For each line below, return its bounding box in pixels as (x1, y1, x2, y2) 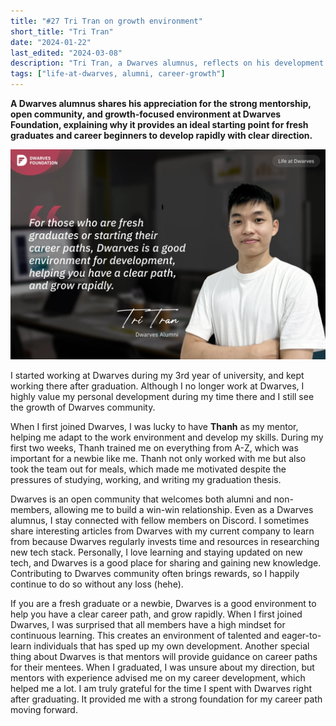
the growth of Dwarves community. (10, 401, 156, 413)
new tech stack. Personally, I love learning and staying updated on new (10, 546, 303, 558)
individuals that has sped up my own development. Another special (33, 640, 310, 652)
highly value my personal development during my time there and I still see (10, 390, 315, 402)
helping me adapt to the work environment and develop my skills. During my (10, 431, 324, 443)
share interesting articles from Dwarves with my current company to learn (10, 525, 315, 537)
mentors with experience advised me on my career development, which (10, 671, 306, 684)
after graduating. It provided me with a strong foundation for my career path (10, 693, 323, 705)
